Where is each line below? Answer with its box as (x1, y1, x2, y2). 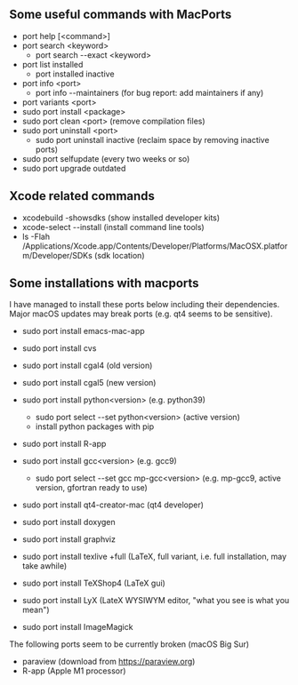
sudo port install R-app (21, 439, 107, 450)
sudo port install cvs (21, 343, 97, 354)
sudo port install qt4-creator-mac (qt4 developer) (21, 499, 205, 510)
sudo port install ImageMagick (21, 622, 133, 633)
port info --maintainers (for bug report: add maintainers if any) (35, 87, 264, 98)
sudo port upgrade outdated (21, 163, 126, 173)
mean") (21, 604, 51, 616)
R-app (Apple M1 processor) (21, 665, 126, 676)
